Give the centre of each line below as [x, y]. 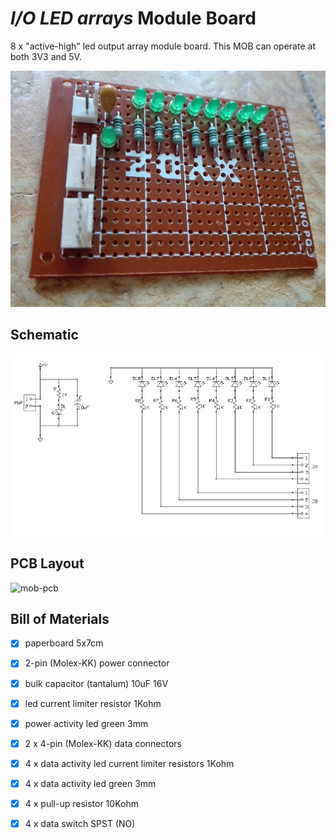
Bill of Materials [60, 619]
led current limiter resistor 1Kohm [93, 703]
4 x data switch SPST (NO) [80, 823]
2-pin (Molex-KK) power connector [97, 663]
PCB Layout [47, 563]
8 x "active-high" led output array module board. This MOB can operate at [163, 46]
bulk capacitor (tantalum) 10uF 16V [96, 683]
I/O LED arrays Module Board [133, 18]
